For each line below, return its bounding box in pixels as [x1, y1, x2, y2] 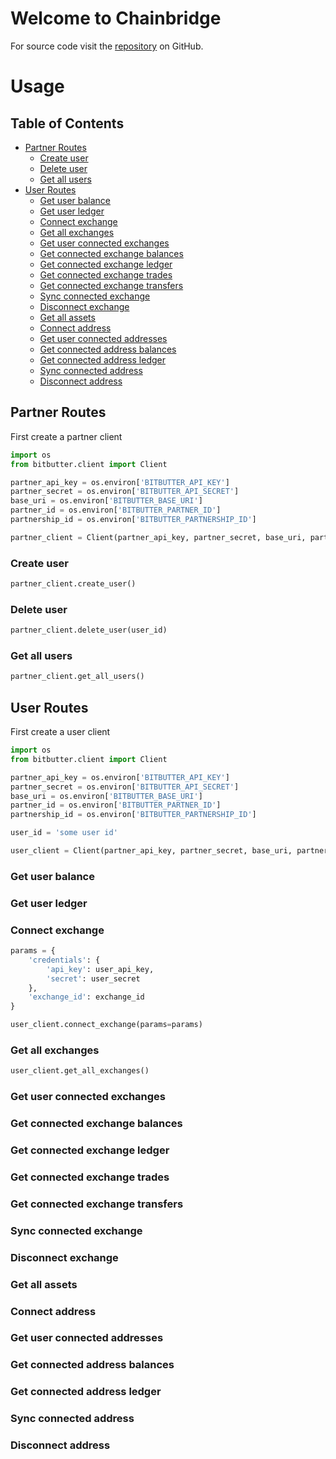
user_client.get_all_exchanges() [10, 1066, 150, 1076]
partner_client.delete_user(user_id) [10, 625, 168, 636]
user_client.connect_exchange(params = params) [10, 1020, 203, 1030]
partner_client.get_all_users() [10, 672, 145, 682]
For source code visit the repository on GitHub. [10, 40, 204, 52]
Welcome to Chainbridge [10, 7, 222, 30]
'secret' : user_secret [46, 973, 141, 984]
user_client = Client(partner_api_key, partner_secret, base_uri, [10, 846, 293, 856]
